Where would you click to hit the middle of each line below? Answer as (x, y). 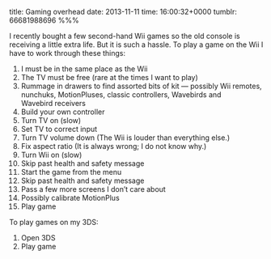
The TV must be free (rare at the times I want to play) (110, 77)
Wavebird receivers (53, 103)
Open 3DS (38, 238)
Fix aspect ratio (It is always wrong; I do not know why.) (114, 146)
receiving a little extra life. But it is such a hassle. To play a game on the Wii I (136, 45)
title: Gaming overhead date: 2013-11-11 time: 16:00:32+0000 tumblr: (123, 12)
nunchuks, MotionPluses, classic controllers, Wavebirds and (121, 95)
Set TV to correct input (59, 129)
